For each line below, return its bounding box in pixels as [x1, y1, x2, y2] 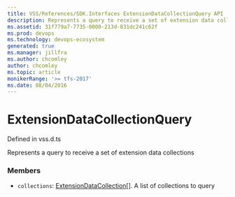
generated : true [7, 43, 55, 50]
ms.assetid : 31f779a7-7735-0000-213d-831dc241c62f [7, 23, 158, 30]
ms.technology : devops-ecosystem [7, 36, 105, 43]
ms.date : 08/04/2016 [7, 82, 68, 89]
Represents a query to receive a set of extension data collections [7, 148, 194, 157]
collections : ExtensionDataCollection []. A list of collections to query [17, 182, 215, 190]
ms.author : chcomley [7, 56, 68, 63]
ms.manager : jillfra [7, 50, 68, 57]
